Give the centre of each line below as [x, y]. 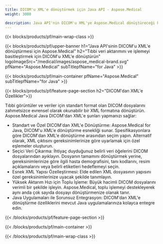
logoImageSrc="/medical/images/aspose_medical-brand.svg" [67, 62]
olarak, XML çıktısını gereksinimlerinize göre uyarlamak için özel [76, 141]
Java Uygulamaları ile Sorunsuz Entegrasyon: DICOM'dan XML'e [76, 198]
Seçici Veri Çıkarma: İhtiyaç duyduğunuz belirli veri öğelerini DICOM [80, 151]
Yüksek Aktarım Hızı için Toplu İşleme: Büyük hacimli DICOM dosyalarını [84, 182]
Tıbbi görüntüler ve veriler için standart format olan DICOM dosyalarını [75, 106]
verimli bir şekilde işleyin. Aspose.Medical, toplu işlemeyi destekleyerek [83, 188]
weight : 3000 [18, 14]
